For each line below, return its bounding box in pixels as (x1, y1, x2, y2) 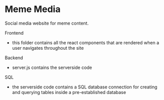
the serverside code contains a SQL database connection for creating (12, 84, 157, 90)
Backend (5, 54, 23, 61)
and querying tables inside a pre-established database (12, 89, 126, 95)
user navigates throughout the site (12, 45, 84, 51)
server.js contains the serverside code (12, 64, 92, 70)
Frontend (5, 30, 24, 36)
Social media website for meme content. (5, 20, 89, 26)
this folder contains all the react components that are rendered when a (12, 39, 159, 46)
